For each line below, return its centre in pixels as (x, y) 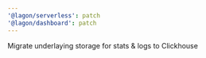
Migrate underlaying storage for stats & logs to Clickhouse (103, 45)
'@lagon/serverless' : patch (54, 15)
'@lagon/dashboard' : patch (52, 23)
